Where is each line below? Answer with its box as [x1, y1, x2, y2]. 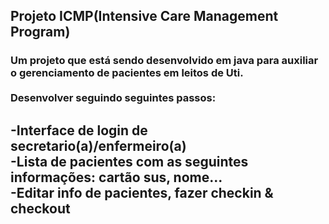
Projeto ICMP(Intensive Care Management [10, 8, 279, 25]
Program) [10, 24, 71, 41]
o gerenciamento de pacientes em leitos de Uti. [10, 66, 244, 80]
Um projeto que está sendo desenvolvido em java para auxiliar [10, 54, 319, 68]
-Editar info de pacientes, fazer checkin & [10, 184, 274, 201]
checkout [10, 200, 71, 217]
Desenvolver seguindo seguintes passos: [10, 91, 217, 105]
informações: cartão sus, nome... [10, 169, 223, 186]
